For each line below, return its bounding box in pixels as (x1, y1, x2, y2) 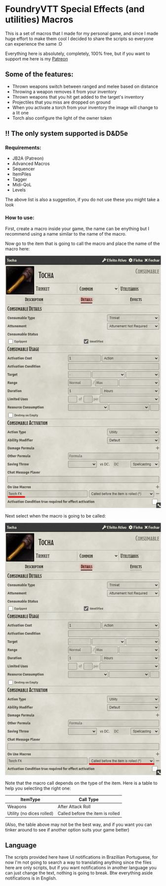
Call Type (79, 796, 99, 802)
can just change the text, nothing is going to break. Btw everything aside (5, 870, 153, 876)
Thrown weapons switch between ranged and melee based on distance (12, 83, 158, 89)
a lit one (12, 110, 29, 116)
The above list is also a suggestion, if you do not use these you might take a (5, 197, 160, 203)
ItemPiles (12, 171, 31, 177)
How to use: (5, 214, 35, 221)
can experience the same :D (5, 41, 63, 47)
